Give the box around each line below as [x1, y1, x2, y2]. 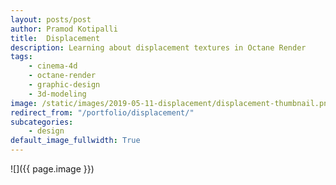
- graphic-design [28, 80, 101, 90]
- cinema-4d [28, 61, 78, 71]
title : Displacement [10, 33, 101, 43]
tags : [10, 52, 33, 62]
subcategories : [10, 117, 74, 127]
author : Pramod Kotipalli [10, 24, 118, 34]
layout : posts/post [10, 14, 92, 25]
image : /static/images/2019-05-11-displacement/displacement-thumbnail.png [10, 98, 333, 108]
